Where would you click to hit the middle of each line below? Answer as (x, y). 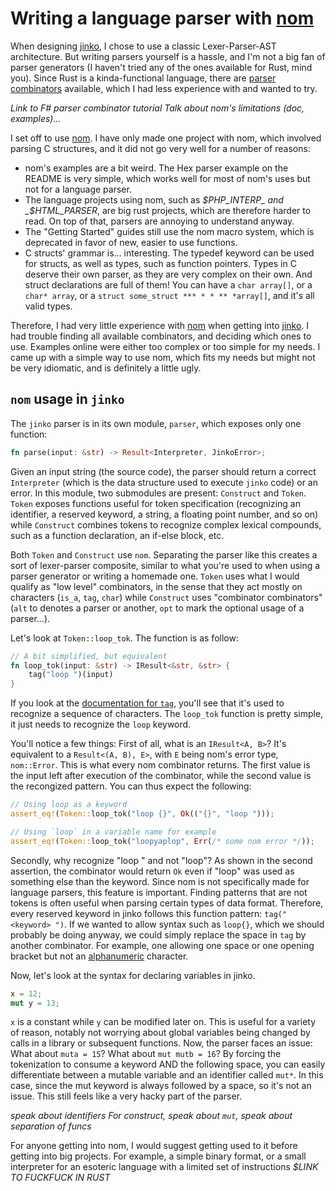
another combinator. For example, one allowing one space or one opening (162, 945)
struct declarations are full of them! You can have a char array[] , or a (168, 284)
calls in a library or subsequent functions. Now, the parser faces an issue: (161, 1043)
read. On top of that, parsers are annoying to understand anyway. (159, 221)
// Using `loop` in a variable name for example (113, 832)
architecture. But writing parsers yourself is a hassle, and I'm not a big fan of (168, 56)
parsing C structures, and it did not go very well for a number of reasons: (160, 148)
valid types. (48, 306)
